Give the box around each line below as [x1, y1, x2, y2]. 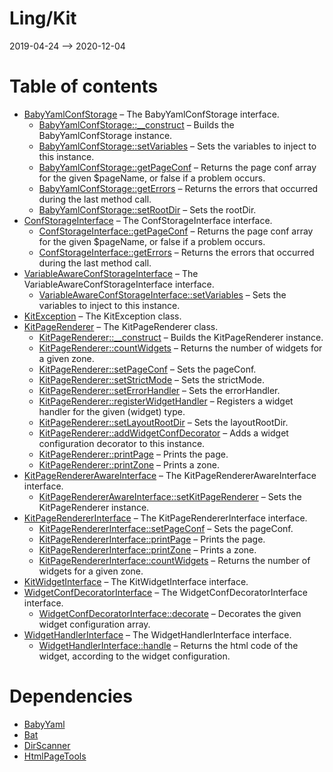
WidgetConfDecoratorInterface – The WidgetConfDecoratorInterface [23, 586, 308, 598]
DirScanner [23, 739, 71, 751]
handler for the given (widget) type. [38, 405, 186, 417]
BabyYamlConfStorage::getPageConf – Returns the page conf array [38, 161, 317, 173]
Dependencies [9, 685, 133, 708]
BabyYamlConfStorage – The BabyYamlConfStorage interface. [23, 108, 280, 120]
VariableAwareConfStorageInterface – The [23, 267, 199, 279]
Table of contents [9, 75, 159, 98]
